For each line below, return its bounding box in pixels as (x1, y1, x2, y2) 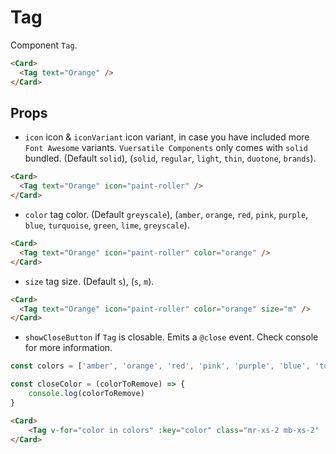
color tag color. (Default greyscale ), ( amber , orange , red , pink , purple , (24, 209, 309, 220)
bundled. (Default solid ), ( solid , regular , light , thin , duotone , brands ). (24, 152, 317, 165)
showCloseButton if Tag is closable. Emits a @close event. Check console (24, 331, 319, 343)
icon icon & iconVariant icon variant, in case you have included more (24, 131, 310, 143)
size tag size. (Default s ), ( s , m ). (24, 275, 155, 287)
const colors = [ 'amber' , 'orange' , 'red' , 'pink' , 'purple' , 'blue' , (10, 361, 311, 371)
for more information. (24, 342, 113, 354)
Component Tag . (10, 39, 78, 51)
